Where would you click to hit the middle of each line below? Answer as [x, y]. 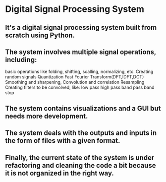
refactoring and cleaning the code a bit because [81, 165]
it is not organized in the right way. [59, 173]
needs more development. [47, 116]
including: [21, 60]
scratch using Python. [40, 35]
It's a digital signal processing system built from [81, 28]
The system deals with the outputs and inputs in [81, 133]
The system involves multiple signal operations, [81, 52]
